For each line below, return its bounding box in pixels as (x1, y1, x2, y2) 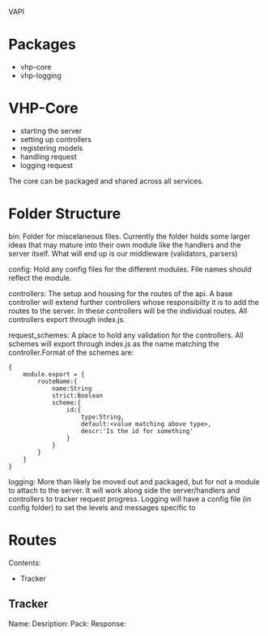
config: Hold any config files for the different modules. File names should (8, 264, 253, 274)
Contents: (8, 557, 41, 567)
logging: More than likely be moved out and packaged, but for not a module (8, 476, 261, 486)
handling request (19, 152, 77, 161)
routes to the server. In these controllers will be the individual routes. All (8, 306, 248, 316)
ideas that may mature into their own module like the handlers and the (8, 239, 241, 250)
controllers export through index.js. (8, 314, 125, 324)
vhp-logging (19, 71, 62, 80)
